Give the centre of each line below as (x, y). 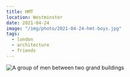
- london (22, 39)
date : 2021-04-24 (28, 23)
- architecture (31, 45)
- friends (24, 51)
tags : (13, 34)
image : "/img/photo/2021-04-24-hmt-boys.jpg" (64, 28)
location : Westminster (34, 17)
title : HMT (20, 12)
